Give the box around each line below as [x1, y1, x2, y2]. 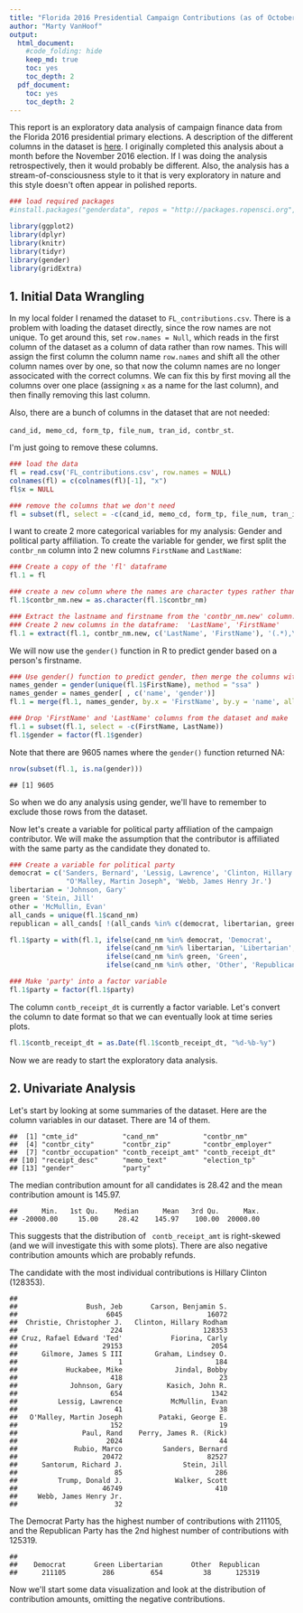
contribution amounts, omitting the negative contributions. [9, 1593, 225, 1604]
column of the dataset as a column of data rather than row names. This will [9, 342, 288, 352]
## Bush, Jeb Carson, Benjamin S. [9, 1302, 228, 1311]
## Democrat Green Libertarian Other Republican [9, 1560, 260, 1569]
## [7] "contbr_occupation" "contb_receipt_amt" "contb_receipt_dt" [9, 1148, 277, 1157]
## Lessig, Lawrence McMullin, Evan [9, 1397, 228, 1406]
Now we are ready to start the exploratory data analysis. [9, 1055, 218, 1065]
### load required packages [9, 197, 115, 206]
